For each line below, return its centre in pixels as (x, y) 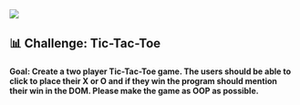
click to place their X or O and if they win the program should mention (144, 80)
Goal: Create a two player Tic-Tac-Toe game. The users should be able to (150, 71)
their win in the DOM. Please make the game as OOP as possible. (134, 90)
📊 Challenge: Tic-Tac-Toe (85, 43)
